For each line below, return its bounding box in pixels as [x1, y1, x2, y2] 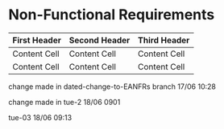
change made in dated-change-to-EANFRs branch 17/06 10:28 [8, 82, 216, 91]
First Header [12, 34, 62, 46]
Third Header [138, 34, 190, 46]
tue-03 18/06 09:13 [8, 112, 73, 122]
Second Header [68, 34, 131, 46]
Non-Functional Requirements [8, 6, 215, 24]
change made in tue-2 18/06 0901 [8, 97, 121, 107]
